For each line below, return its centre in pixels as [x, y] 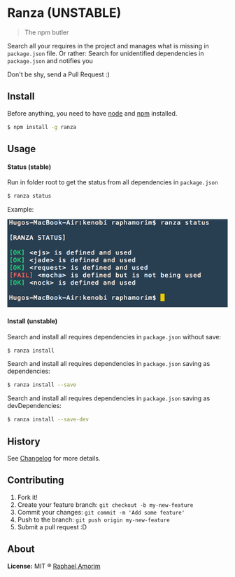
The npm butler [47, 32]
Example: [21, 210]
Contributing [36, 481]
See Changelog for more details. [54, 459]
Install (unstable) [33, 321]
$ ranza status [29, 196]
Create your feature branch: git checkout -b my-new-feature [105, 504]
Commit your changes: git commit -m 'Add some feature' [101, 512]
